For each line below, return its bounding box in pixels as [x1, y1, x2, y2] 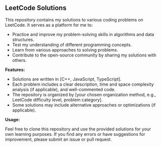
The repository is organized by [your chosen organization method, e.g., [12, 92, 156, 97]
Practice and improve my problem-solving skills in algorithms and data [12, 31, 154, 37]
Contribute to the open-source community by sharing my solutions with [12, 52, 157, 58]
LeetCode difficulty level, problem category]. [12, 97, 103, 103]
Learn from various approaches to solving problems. [12, 47, 118, 53]
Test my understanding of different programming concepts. [12, 41, 132, 48]
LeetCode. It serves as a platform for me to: [5, 22, 93, 28]
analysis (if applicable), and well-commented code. [12, 86, 116, 92]
